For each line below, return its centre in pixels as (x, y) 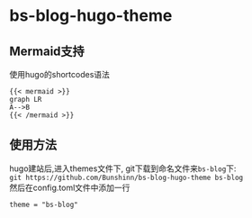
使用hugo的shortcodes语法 (60, 74)
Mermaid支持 (47, 51)
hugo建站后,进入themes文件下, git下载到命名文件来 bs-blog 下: (123, 168)
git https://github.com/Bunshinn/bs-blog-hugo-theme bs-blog (126, 177)
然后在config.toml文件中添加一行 (70, 187)
